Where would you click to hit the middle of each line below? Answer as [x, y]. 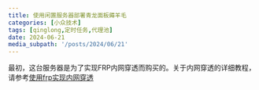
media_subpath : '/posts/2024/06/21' [68, 45]
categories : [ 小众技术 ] [44, 23]
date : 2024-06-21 [37, 37]
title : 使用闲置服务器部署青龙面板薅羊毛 [68, 15]
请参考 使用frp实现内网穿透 [51, 77]
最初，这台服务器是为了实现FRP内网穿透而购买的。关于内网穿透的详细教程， [132, 68]
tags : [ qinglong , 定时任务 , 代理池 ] [61, 30]
